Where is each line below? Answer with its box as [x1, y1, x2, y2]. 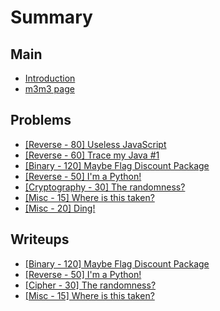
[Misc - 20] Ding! [24, 202, 96, 214]
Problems [10, 112, 72, 129]
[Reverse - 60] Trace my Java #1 [24, 149, 160, 161]
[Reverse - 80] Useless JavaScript [24, 138, 167, 150]
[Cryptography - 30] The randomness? [24, 181, 186, 193]
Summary [10, 6, 93, 29]
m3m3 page [24, 83, 75, 95]
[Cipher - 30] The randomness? [24, 279, 157, 291]
